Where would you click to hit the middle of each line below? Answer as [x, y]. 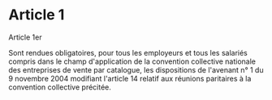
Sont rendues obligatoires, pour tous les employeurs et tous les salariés [128, 52]
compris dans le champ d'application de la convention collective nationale [132, 61]
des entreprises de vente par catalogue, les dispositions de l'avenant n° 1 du [136, 69]
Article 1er [25, 37]
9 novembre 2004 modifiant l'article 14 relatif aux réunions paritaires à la [130, 78]
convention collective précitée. [60, 87]
